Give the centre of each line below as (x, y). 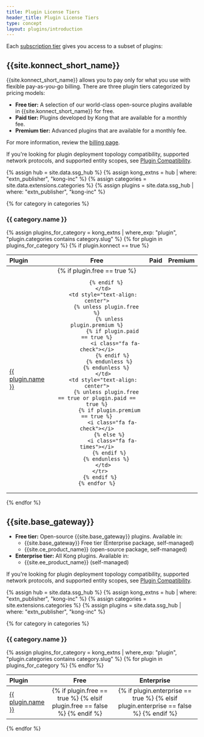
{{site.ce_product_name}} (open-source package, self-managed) (106, 550)
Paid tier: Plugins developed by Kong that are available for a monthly (101, 118)
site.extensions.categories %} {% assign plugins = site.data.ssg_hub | (94, 606)
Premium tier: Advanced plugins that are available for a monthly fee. (101, 131)
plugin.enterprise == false (155, 706)
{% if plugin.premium (109, 410)
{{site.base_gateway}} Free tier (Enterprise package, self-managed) (109, 543)
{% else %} (110, 435)
